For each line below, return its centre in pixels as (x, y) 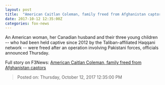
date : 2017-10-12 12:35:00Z (34, 19)
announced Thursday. (27, 53)
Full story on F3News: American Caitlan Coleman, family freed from (73, 62)
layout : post (18, 10)
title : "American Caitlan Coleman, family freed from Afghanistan (76, 14)
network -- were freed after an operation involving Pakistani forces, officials (82, 48)
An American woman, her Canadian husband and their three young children (82, 37)
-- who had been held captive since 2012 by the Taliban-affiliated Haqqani (80, 43)
